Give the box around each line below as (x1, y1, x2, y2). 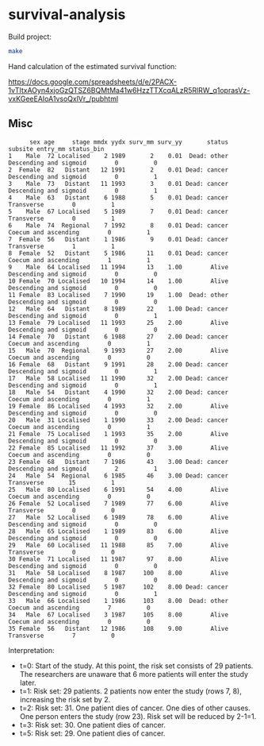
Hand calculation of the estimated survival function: (8, 61, 177, 71)
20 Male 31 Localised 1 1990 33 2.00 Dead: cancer (8, 416, 228, 424)
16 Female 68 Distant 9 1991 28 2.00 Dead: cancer (8, 360, 228, 369)
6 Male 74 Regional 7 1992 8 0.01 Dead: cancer (8, 221, 228, 230)
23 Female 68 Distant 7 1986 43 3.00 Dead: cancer (8, 458, 228, 466)
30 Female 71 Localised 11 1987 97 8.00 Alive (8, 555, 228, 563)
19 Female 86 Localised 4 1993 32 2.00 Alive (8, 402, 228, 410)
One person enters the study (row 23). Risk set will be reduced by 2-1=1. (19, 711, 257, 721)
